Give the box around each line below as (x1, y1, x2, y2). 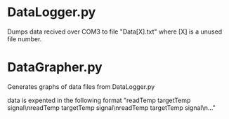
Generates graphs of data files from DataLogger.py (7, 82, 155, 91)
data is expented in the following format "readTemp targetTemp (7, 96, 191, 104)
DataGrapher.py (7, 59, 103, 76)
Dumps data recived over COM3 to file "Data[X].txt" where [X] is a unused (7, 27, 223, 36)
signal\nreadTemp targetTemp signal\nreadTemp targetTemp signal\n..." (7, 103, 216, 112)
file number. (7, 34, 42, 43)
